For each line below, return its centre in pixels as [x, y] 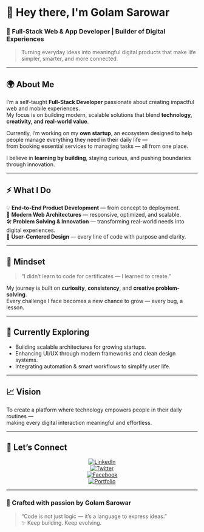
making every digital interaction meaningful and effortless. [79, 422]
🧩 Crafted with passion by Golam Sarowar [69, 503]
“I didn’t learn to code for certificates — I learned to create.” [96, 276]
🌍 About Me [30, 84]
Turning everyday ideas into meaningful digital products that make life [108, 52]
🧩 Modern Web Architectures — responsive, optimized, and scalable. [94, 215]
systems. [26, 360]
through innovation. [31, 164]
